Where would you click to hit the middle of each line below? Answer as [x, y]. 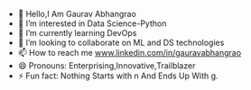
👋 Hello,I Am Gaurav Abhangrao [77, 14]
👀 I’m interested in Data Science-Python [92, 23]
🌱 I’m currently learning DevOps [77, 33]
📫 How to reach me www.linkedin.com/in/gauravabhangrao [130, 53]
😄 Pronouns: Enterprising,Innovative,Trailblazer [107, 66]
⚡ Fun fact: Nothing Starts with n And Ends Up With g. [118, 76]
